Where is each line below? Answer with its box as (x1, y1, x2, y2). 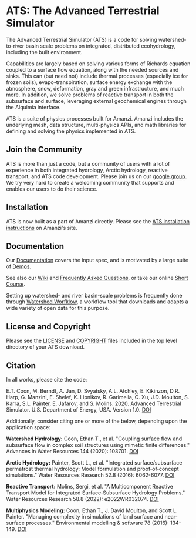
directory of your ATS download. (6, 343, 85, 350)
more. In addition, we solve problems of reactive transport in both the (6, 91, 174, 98)
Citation (6, 360, 36, 370)
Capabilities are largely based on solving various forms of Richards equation (6, 60, 191, 67)
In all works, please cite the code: (6, 376, 87, 383)
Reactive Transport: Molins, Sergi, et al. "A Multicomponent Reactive (6, 483, 173, 490)
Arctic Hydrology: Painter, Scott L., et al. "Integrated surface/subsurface (6, 459, 183, 466)
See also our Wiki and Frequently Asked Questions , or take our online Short (6, 275, 188, 282)
